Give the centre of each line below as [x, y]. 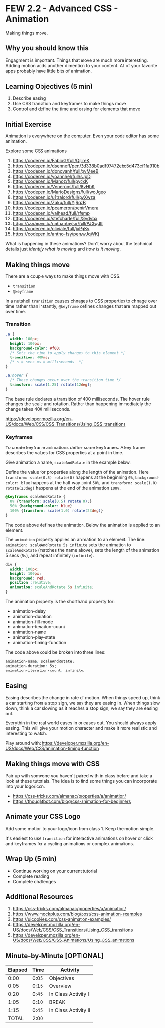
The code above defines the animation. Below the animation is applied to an [83, 525]
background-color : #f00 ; [36, 348]
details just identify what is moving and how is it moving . [63, 249]
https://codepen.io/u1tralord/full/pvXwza [54, 197]
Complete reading [31, 876]
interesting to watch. [26, 734]
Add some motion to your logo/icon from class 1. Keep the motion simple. [80, 828]
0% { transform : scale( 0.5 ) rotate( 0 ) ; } [51, 502]
